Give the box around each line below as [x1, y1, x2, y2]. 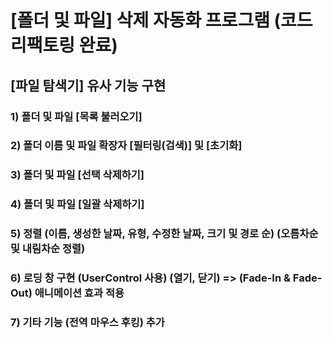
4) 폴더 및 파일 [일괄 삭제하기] [10, 197, 145, 211]
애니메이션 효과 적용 [34, 286, 125, 300]
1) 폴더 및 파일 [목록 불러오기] [10, 109, 143, 123]
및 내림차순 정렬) [10, 242, 86, 256]
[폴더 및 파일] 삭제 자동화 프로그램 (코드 [10, 9, 313, 32]
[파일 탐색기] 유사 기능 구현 [10, 77, 167, 94]
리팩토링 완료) [10, 34, 118, 57]
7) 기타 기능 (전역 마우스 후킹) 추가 [10, 316, 165, 330]
